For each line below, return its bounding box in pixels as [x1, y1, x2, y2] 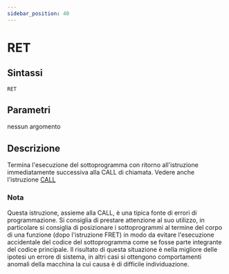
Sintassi [7, 67, 43, 79]
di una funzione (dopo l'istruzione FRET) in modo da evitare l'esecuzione [7, 231, 214, 239]
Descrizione [7, 142, 61, 154]
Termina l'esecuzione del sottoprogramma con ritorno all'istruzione [7, 161, 199, 169]
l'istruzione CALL [7, 175, 56, 184]
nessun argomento [7, 122, 61, 131]
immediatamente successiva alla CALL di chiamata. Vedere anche [7, 168, 195, 177]
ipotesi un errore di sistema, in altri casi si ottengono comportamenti [7, 253, 202, 261]
